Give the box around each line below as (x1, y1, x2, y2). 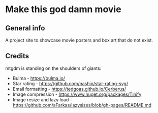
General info (5, 24, 45, 32)
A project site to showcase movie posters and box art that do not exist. (5, 37, 153, 43)
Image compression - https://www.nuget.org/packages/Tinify (12, 91, 142, 97)
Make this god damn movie (5, 4, 121, 15)
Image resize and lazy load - (12, 96, 73, 102)
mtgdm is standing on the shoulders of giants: (5, 65, 102, 71)
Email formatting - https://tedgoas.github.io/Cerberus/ (12, 86, 126, 92)
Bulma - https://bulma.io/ (12, 75, 65, 81)
